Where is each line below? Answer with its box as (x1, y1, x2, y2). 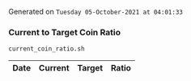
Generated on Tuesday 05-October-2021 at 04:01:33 (8, 7, 184, 16)
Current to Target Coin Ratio (8, 26, 121, 38)
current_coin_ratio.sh (8, 45, 85, 53)
